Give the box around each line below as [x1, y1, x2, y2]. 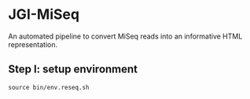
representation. [8, 39, 57, 49]
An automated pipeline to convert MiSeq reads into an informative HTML [8, 31, 243, 41]
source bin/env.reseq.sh [8, 83, 90, 91]
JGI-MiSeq [8, 5, 80, 24]
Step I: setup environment [8, 63, 138, 76]
